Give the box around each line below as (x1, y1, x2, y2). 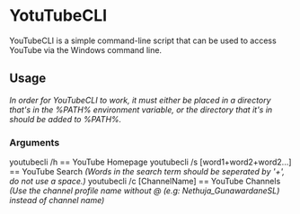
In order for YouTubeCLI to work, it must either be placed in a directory (9, 94, 271, 105)
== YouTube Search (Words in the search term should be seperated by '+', (9, 166, 285, 177)
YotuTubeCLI (9, 5, 108, 26)
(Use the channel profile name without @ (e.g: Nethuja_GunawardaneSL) (9, 185, 280, 196)
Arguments (9, 136, 60, 148)
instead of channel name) (9, 195, 105, 206)
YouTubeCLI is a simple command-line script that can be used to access (9, 35, 277, 46)
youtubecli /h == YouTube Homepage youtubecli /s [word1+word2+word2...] (9, 156, 292, 167)
